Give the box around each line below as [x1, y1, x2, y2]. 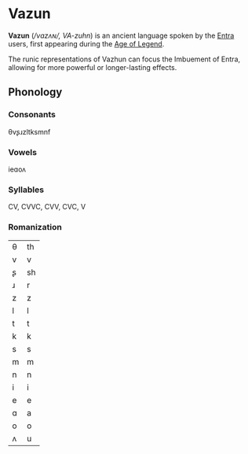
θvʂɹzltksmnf [8, 127, 51, 136]
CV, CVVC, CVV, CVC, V [8, 202, 86, 212]
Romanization [8, 222, 63, 233]
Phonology [8, 86, 63, 99]
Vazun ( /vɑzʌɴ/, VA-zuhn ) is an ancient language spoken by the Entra [8, 31, 235, 40]
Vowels [8, 146, 38, 157]
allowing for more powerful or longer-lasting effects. [8, 62, 177, 72]
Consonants [8, 109, 57, 120]
